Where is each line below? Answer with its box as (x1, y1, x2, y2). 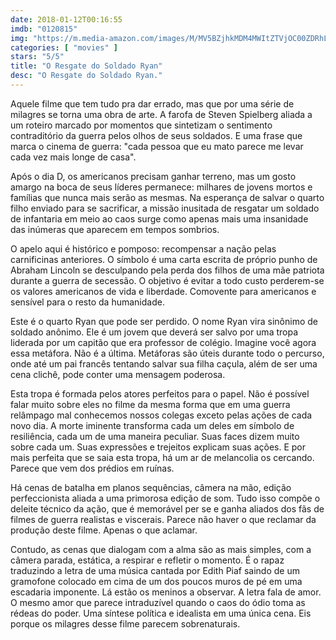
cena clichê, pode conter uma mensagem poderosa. (10, 368, 226, 380)
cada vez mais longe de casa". (10, 151, 137, 163)
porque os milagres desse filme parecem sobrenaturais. (10, 617, 241, 630)
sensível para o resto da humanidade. (10, 296, 165, 308)
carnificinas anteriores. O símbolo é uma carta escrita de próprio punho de (10, 253, 318, 265)
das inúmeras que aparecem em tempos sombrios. (10, 223, 220, 235)
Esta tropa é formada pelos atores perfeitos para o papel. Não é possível (10, 387, 310, 400)
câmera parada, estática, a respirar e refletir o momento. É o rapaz (10, 554, 285, 566)
